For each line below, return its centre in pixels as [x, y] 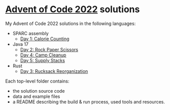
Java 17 [21, 44]
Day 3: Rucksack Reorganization [54, 71]
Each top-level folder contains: [37, 81]
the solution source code [39, 91]
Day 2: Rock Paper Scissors [49, 49]
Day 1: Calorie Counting [45, 39]
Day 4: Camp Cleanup [43, 55]
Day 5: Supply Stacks [42, 60]
